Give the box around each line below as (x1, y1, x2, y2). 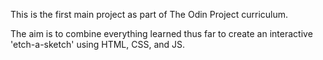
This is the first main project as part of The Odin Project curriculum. (10, 9, 289, 20)
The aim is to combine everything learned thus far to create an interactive (10, 28, 313, 39)
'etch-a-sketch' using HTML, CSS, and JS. (10, 39, 186, 50)
